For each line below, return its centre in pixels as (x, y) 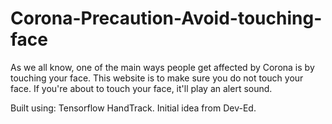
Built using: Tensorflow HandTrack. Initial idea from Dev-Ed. (133, 108)
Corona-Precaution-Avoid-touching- (166, 18)
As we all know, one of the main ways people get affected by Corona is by (162, 67)
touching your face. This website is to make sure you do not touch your (157, 78)
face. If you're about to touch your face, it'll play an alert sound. (141, 88)
